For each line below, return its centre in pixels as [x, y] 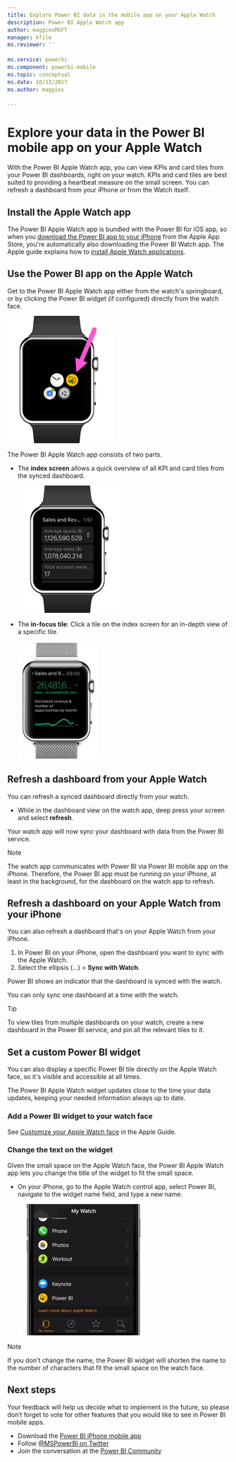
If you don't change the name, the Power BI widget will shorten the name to [117, 1360]
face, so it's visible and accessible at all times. [74, 1077]
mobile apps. [26, 1422]
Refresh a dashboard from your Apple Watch [107, 779]
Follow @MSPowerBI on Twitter [63, 1443]
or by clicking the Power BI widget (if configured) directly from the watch [113, 298]
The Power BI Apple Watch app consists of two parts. [85, 454]
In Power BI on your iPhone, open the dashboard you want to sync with [120, 953]
